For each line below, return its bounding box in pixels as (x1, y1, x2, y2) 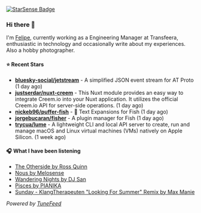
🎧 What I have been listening (6, 147, 81, 155)
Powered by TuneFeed (6, 200, 62, 207)
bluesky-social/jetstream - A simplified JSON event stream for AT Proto (14, 76, 194, 84)
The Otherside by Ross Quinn (14, 163, 88, 170)
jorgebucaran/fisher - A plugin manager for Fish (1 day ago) (14, 114, 165, 122)
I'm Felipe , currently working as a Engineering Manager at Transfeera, (6, 34, 178, 41)
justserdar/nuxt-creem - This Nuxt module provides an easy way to (14, 89, 184, 96)
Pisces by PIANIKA (14, 182, 62, 189)
